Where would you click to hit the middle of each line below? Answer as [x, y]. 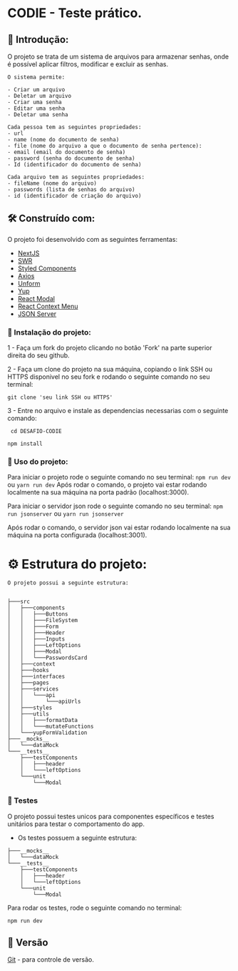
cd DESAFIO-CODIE [36, 432]
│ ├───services [33, 689]
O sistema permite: [36, 77]
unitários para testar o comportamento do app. [76, 824]
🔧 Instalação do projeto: [49, 332]
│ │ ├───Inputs [36, 639]
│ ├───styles [30, 708]
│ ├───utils [29, 714]
